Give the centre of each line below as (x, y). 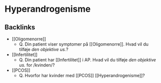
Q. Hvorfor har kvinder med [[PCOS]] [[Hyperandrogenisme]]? (82, 75)
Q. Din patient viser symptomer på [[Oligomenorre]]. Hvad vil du (84, 44)
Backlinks (20, 27)
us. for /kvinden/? (37, 65)
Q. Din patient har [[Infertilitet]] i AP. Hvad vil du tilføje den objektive (88, 60)
